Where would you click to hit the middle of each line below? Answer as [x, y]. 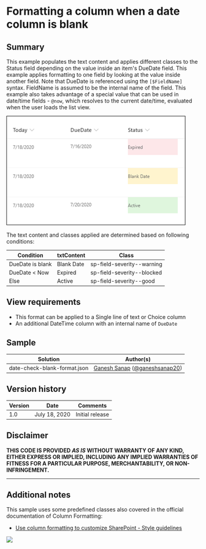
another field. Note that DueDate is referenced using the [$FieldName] [94, 81]
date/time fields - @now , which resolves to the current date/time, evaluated [99, 101]
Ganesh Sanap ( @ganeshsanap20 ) [138, 368]
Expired [67, 272]
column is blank [48, 24]
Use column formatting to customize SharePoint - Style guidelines [98, 528]
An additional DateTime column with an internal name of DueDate [96, 323]
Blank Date [71, 264]
